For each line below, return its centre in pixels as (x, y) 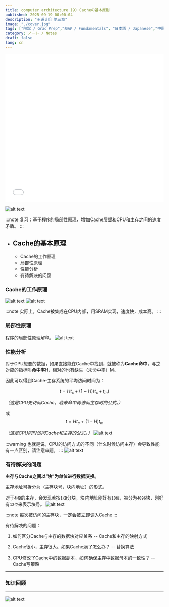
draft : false (19, 38)
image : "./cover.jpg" (28, 24)
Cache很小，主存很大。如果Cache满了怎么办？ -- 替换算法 (73, 547)
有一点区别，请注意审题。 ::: (34, 450)
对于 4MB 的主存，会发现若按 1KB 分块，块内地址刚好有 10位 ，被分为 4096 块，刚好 (84, 498)
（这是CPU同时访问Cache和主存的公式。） (49, 433)
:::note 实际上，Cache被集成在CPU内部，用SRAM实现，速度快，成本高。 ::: (83, 311)
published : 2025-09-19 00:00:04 (39, 15)
